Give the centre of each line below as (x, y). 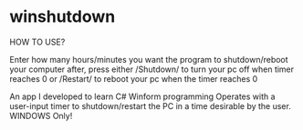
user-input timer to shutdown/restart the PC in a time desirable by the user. (151, 105)
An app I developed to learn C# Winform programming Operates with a (142, 96)
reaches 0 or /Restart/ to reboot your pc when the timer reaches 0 (134, 78)
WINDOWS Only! (41, 115)
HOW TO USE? (37, 42)
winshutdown (63, 17)
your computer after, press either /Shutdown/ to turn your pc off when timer (152, 69)
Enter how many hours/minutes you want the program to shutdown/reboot (149, 59)
